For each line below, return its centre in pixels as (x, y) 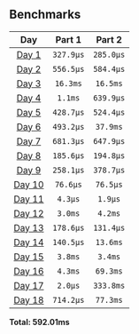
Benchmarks (45, 15)
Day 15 (29, 257)
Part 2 (109, 39)
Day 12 (29, 213)
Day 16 (29, 271)
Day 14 (29, 242)
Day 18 (29, 299)
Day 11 (29, 199)
